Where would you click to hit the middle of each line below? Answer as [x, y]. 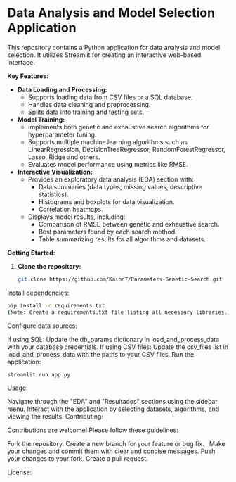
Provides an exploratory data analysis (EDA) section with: [111, 179]
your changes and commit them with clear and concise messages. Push [111, 451]
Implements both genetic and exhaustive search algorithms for [118, 127]
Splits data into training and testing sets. [86, 112]
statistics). [53, 194]
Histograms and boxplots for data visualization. [106, 201]
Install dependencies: [38, 293]
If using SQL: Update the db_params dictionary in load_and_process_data [113, 339]
